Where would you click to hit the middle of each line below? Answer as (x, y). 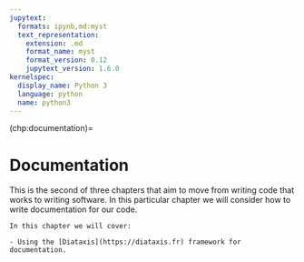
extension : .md (54, 43)
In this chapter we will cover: (70, 227)
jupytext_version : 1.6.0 (73, 69)
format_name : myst (60, 52)
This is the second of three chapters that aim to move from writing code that (152, 190)
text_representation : (59, 35)
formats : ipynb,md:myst (62, 26)
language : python (50, 94)
